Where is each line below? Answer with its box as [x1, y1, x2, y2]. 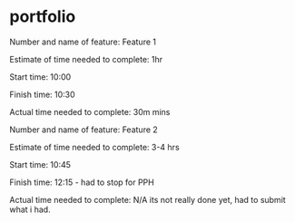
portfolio [9, 6, 76, 27]
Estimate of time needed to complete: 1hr [9, 53, 163, 64]
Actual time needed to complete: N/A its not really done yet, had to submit [9, 194, 286, 205]
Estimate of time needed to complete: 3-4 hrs [9, 141, 180, 152]
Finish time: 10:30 [9, 89, 75, 100]
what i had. [9, 204, 52, 215]
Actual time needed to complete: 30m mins [9, 106, 171, 117]
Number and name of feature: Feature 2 [9, 124, 159, 135]
